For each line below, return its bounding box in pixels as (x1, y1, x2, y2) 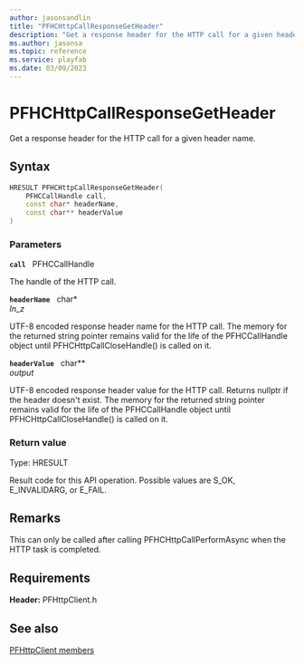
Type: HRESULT (9, 457, 69, 467)
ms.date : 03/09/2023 (9, 64, 88, 73)
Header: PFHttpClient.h (9, 594, 98, 605)
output (9, 368, 34, 379)
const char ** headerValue (25, 208, 124, 217)
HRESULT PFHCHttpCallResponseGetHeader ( (9, 183, 165, 192)
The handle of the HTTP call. (9, 276, 117, 287)
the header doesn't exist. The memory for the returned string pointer (9, 395, 265, 406)
